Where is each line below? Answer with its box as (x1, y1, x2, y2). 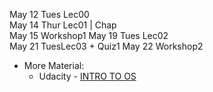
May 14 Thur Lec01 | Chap (9, 19, 117, 31)
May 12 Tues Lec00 (9, 9, 90, 20)
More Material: (23, 60, 85, 71)
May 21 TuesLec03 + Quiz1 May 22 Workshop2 (9, 40, 204, 52)
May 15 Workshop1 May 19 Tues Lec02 (9, 30, 169, 41)
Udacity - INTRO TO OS (38, 70, 137, 82)
